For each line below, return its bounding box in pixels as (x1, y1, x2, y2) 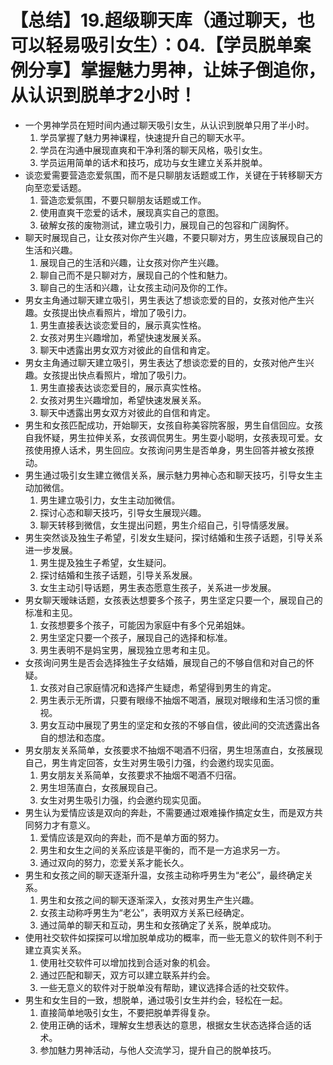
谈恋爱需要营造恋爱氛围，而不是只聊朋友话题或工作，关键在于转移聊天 (24, 169, 315, 181)
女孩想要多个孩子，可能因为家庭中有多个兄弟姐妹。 (39, 619, 251, 631)
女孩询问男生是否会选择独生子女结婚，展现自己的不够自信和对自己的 (24, 656, 306, 668)
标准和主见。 (24, 606, 78, 618)
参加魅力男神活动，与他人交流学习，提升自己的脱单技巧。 (39, 1044, 277, 1056)
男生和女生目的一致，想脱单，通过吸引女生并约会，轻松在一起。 (24, 994, 288, 1006)
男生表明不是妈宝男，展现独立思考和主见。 (39, 644, 216, 656)
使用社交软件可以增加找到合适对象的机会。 (39, 956, 216, 968)
